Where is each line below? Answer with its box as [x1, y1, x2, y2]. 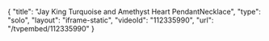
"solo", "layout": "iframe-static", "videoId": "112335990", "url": [7, 15, 214, 25]
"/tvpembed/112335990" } [7, 24, 95, 33]
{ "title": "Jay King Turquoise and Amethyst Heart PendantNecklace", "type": [7, 7, 262, 16]
